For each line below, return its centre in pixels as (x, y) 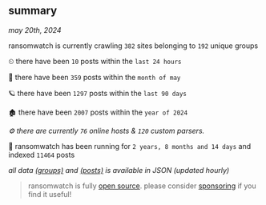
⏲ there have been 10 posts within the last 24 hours (95, 61)
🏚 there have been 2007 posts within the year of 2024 (98, 112)
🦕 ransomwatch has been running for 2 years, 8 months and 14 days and (130, 146)
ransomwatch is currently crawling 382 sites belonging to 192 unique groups (133, 46)
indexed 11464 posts (42, 155)
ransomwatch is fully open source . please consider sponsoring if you (142, 186)
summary (33, 11)
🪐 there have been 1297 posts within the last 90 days (97, 93)
